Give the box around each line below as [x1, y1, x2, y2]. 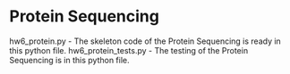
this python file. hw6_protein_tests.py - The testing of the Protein [9, 45, 249, 55]
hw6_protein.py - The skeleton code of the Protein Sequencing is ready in [9, 36, 282, 46]
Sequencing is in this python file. [9, 54, 130, 65]
